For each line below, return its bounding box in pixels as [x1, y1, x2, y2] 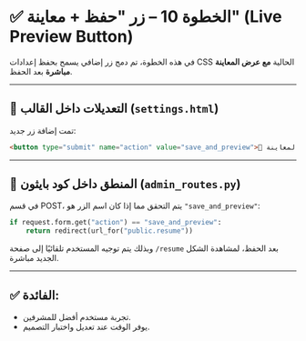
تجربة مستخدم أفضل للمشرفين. [22, 312, 132, 322]
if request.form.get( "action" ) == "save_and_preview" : [9, 218, 222, 227]
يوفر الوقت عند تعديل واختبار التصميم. [22, 321, 150, 332]
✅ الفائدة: [9, 287, 59, 303]
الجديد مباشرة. [9, 253, 59, 264]
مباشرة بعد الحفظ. [9, 65, 73, 76]
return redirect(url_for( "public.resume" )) [25, 226, 194, 236]
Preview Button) [9, 26, 134, 47]
